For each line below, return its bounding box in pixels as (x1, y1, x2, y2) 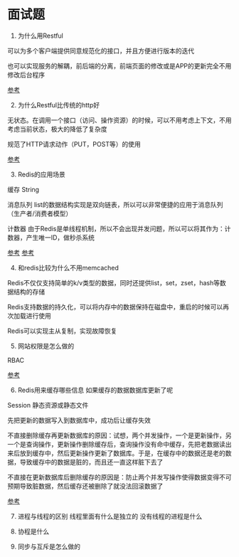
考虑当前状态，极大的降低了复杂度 (7, 124, 107, 133)
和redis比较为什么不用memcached (17, 263, 119, 272)
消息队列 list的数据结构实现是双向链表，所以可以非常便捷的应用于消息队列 (7, 200, 223, 208)
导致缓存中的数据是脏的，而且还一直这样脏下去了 (19, 457, 164, 466)
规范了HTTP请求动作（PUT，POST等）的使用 (7, 139, 141, 148)
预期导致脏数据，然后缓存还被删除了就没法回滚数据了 (7, 482, 164, 490)
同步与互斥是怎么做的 (17, 542, 80, 551)
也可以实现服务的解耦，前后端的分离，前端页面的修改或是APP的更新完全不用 (7, 61, 232, 70)
